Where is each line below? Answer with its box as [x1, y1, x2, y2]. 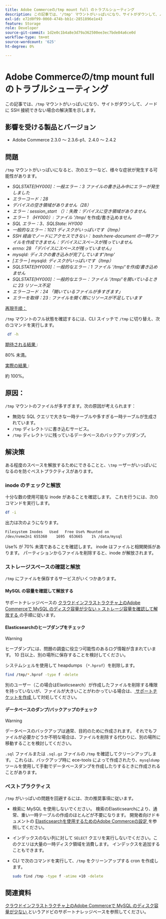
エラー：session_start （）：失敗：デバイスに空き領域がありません [12, 208, 147, 214]
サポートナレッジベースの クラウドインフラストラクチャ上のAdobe [5, 599, 141, 606]
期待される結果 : [5, 342, 38, 348]
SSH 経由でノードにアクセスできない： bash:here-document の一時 [12, 233, 150, 239]
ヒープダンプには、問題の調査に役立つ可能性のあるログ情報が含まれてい [5, 646, 152, 652]
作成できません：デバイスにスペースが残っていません [25, 239, 133, 245]
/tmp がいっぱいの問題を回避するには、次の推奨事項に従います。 [5, 795, 136, 801]
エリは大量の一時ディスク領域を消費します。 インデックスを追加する [21, 841, 160, 847]
